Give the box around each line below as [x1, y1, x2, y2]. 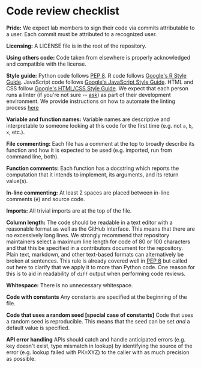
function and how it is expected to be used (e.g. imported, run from [6, 146, 173, 154]
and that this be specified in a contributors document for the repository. [6, 244, 183, 251]
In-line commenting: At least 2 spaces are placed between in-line [6, 189, 170, 196]
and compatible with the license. [6, 60, 87, 67]
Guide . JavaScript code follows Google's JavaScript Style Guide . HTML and [6, 78, 194, 86]
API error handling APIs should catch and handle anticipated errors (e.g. [6, 335, 186, 343]
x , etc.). [6, 128, 25, 136]
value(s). [6, 177, 28, 184]
